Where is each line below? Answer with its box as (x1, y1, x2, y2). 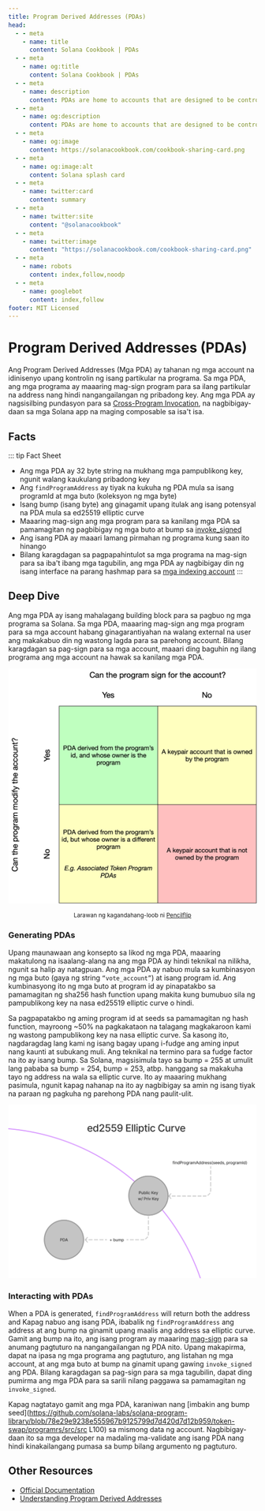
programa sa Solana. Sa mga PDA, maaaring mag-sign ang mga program (8, 619, 244, 628)
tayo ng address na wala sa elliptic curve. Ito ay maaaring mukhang (8, 1072, 227, 1081)
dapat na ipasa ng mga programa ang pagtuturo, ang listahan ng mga (8, 1350, 234, 1360)
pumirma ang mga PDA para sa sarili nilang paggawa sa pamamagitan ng (8, 1375, 246, 1385)
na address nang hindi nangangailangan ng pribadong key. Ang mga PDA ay (8, 391, 256, 400)
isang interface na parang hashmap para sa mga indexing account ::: (19, 567, 243, 576)
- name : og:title (22, 63, 80, 71)
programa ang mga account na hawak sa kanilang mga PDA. (8, 652, 204, 662)
